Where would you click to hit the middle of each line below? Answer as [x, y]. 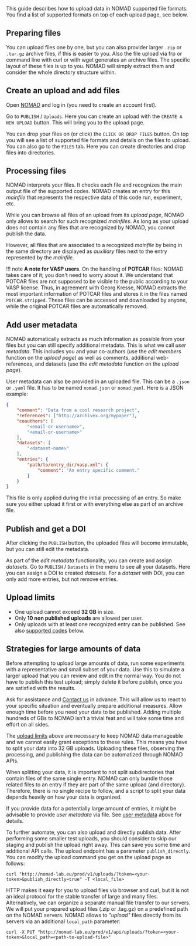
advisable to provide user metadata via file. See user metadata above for [94, 815]
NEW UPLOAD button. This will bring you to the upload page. [75, 122]
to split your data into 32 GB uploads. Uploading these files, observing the [95, 748]
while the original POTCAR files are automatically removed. [77, 306]
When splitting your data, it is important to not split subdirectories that [90, 772]
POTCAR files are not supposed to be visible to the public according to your [97, 282]
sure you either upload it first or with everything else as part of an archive [94, 504]
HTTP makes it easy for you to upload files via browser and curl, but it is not [97, 890]
